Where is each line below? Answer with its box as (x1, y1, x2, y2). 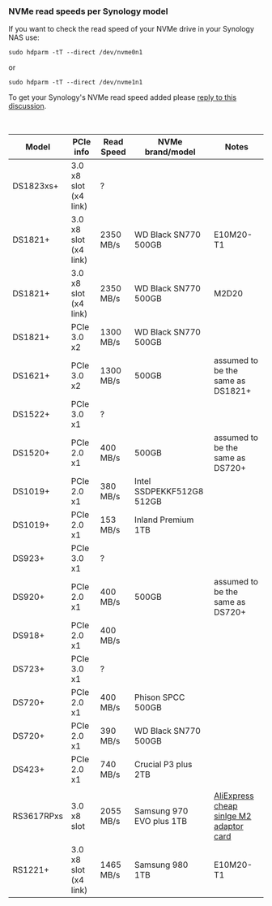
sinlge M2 (213, 810, 252, 822)
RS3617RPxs (12, 810, 63, 822)
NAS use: (8, 32, 40, 42)
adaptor (213, 821, 244, 832)
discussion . (8, 101, 47, 111)
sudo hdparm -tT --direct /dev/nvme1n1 (8, 79, 143, 87)
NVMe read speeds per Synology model (8, 6, 168, 17)
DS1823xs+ (12, 180, 59, 192)
